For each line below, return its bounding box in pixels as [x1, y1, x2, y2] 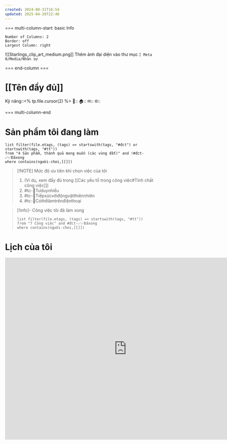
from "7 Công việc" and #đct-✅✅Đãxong [16, 221, 97, 226]
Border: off [5, 38, 29, 44]
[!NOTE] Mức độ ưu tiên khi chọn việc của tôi [16, 168, 107, 174]
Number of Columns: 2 [5, 34, 49, 39]
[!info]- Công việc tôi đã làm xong [16, 207, 84, 214]
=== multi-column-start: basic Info [5, 25, 74, 31]
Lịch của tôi [5, 241, 52, 252]
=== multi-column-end [5, 110, 51, 115]
